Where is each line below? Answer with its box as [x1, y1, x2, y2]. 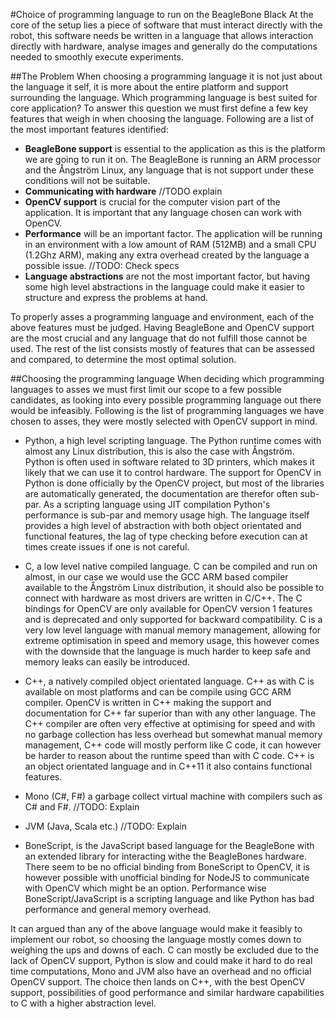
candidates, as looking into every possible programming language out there [10, 394, 322, 406]
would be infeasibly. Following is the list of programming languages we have [10, 405, 325, 416]
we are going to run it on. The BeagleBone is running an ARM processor [24, 154, 322, 165]
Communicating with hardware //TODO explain [24, 185, 223, 197]
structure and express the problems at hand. [24, 292, 209, 303]
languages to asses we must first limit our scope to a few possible [10, 384, 282, 395]
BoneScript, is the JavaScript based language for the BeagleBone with [24, 840, 315, 851]
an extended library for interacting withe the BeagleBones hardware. [24, 850, 307, 862]
